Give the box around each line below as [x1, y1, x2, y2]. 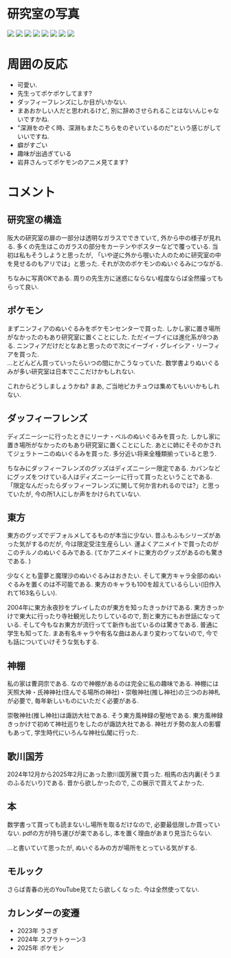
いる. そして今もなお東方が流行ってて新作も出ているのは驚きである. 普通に [7, 620, 219, 629]
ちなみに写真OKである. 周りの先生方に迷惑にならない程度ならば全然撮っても [7, 274, 223, 282]
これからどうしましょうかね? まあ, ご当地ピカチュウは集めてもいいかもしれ [7, 382, 220, 390]
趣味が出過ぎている [16, 149, 72, 157]
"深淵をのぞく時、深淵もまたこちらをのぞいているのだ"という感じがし [16, 123, 215, 131]
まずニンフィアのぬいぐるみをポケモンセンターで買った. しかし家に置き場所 [7, 324, 221, 332]
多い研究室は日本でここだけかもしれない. [19, 367, 136, 375]
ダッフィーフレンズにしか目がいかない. [16, 98, 127, 106]
